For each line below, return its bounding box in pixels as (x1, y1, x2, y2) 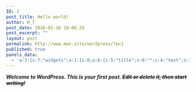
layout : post (6, 36, 38, 41)
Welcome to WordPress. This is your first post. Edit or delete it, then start (6, 73, 187, 80)
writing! (6, 79, 26, 86)
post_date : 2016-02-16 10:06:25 (6, 24, 85, 31)
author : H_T (6, 19, 35, 25)
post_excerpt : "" (6, 30, 48, 36)
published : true (6, 47, 45, 52)
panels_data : (6, 52, 38, 58)
